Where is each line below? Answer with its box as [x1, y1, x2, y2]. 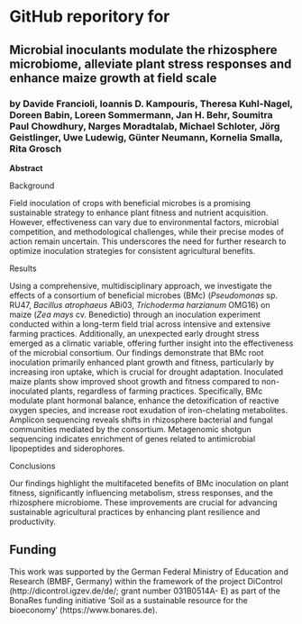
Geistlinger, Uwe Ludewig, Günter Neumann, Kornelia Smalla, [9, 131, 283, 143]
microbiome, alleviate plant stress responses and [9, 56, 292, 71]
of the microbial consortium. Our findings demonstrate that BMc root [9, 347, 264, 357]
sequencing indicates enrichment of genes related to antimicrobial [9, 433, 256, 444]
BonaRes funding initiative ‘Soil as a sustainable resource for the [9, 594, 248, 605]
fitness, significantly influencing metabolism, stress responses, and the [9, 487, 273, 498]
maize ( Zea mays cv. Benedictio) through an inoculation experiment [9, 309, 261, 320]
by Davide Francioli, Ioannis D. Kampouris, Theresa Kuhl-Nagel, [9, 97, 293, 110]
